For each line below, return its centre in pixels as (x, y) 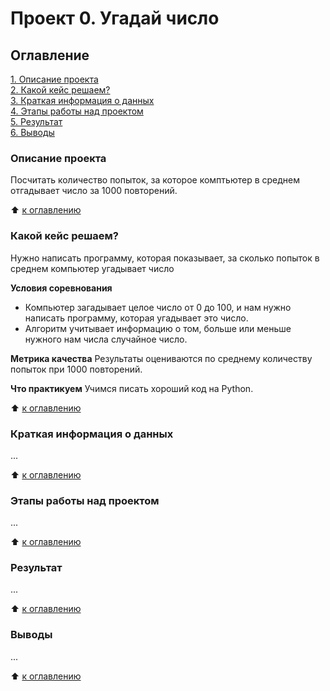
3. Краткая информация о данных (82, 100)
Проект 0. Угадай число (115, 18)
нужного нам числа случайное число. (106, 339)
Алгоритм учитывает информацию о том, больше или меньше (158, 328)
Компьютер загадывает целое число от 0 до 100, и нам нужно (158, 307)
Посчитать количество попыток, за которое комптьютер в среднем (155, 180)
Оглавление (50, 55)
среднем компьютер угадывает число (92, 268)
